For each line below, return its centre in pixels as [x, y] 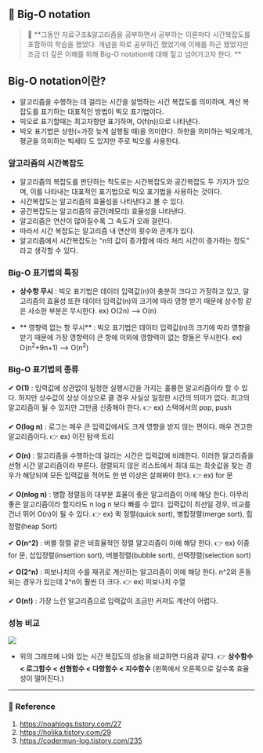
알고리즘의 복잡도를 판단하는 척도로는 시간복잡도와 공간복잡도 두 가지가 [127, 181]
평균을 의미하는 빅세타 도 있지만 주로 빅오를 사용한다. [100, 141]
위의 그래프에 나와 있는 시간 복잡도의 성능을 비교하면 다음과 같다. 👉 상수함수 [136, 656]
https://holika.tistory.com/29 [65, 732]
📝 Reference [32, 707]
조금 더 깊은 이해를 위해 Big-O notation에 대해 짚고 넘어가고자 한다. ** [134, 54]
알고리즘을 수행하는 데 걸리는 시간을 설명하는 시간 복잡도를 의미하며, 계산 [130, 101]
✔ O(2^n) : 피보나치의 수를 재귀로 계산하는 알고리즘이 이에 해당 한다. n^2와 [122, 572]
